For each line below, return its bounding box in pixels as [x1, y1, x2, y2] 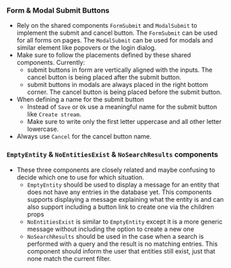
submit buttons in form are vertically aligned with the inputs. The [27, 65, 213, 74]
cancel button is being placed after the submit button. [27, 73, 182, 81]
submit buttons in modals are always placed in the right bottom [27, 81, 209, 89]
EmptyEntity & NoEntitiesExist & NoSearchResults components [6, 150, 218, 159]
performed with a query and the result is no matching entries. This [27, 239, 218, 248]
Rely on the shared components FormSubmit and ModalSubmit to [16, 22, 198, 30]
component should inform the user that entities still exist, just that [27, 246, 216, 255]
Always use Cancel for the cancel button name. [16, 132, 151, 141]
